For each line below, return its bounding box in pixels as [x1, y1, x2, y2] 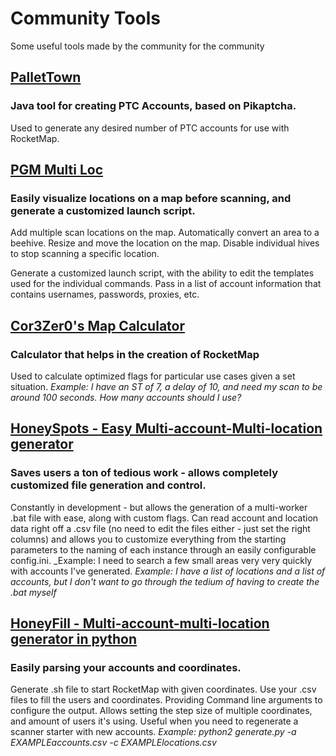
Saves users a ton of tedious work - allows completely [10, 466, 279, 480]
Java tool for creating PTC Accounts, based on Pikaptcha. [10, 99, 297, 113]
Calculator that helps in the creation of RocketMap [10, 347, 260, 361]
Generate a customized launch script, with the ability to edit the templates [10, 267, 315, 279]
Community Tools [10, 7, 161, 30]
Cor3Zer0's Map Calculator [10, 317, 185, 334]
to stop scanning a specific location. [10, 248, 160, 260]
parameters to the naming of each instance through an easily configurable [10, 543, 317, 556]
